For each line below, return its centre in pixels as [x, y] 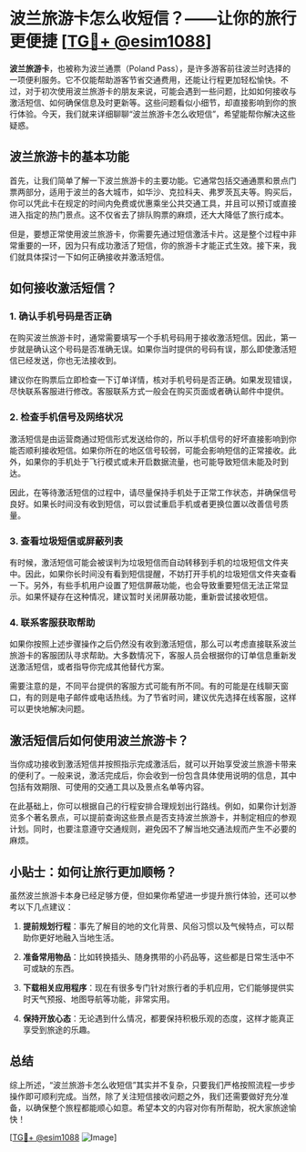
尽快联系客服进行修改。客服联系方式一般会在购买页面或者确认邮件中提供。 [149, 392]
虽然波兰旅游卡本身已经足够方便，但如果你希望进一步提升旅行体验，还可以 [149, 895]
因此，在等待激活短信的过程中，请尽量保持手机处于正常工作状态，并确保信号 [153, 492]
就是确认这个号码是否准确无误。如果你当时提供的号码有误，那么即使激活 [153, 349]
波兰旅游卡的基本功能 [69, 157]
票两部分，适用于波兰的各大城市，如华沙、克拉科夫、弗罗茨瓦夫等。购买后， [153, 191]
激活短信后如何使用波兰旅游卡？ [99, 740]
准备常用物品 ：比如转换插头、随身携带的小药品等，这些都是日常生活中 [154, 956]
